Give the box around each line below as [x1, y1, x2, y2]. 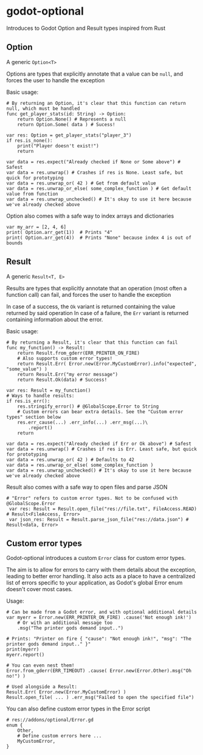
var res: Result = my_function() [6, 387, 91, 394]
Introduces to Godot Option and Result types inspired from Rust [6, 24, 166, 32]
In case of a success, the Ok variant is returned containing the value [6, 303, 176, 310]
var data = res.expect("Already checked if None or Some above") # [6, 158, 181, 165]
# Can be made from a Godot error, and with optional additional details [6, 609, 198, 615]
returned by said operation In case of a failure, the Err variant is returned [6, 309, 189, 316]
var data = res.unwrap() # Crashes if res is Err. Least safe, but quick [6, 446, 198, 452]
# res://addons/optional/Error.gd [6, 717, 94, 723]
